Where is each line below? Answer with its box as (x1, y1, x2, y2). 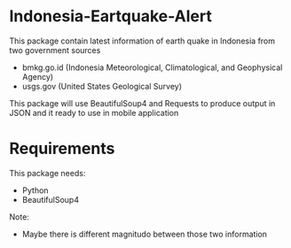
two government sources (9, 44, 101, 55)
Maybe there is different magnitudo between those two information (21, 229, 268, 239)
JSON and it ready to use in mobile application (9, 107, 179, 118)
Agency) (21, 71, 54, 81)
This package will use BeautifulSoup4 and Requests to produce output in (9, 97, 276, 108)
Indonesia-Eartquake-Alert (9, 6, 213, 27)
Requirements (9, 139, 115, 159)
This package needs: (9, 167, 86, 178)
